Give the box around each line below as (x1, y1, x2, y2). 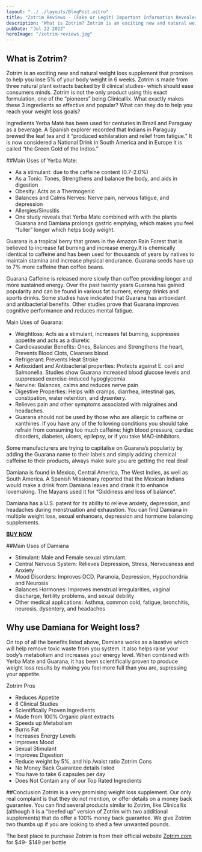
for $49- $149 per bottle (6, 838, 67, 846)
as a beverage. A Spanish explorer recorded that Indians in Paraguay (6, 126, 177, 133)
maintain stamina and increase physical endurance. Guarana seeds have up (6, 257, 194, 264)
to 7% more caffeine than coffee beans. (6, 263, 105, 270)
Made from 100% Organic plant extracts (14, 713, 114, 720)
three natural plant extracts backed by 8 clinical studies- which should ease (6, 82, 194, 89)
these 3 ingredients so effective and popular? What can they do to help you (6, 101, 193, 108)
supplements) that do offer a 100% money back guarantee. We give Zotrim (6, 814, 191, 821)
